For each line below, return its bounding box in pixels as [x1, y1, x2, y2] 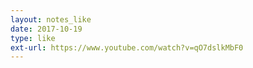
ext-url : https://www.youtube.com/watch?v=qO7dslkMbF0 [10, 42, 244, 53]
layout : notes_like [10, 14, 92, 25]
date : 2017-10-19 [10, 24, 83, 34]
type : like [10, 33, 56, 43]
